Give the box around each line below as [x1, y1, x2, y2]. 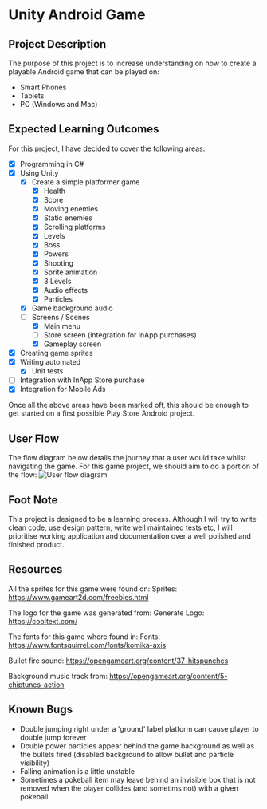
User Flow [8, 432, 60, 445]
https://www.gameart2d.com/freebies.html [8, 592, 149, 602]
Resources [8, 562, 63, 576]
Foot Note [8, 493, 58, 507]
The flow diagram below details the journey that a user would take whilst [8, 453, 247, 463]
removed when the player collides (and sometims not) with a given [19, 783, 239, 793]
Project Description [8, 37, 107, 51]
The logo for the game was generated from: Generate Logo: [8, 608, 205, 618]
